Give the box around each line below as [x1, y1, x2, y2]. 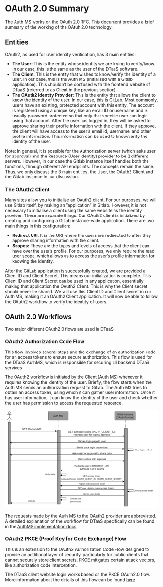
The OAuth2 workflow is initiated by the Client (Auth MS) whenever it [5, 374, 143, 380]
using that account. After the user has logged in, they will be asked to [12, 117, 151, 123]
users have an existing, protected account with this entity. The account [12, 102, 154, 108]
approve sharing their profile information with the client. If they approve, [12, 123, 156, 129]
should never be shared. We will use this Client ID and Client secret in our [5, 289, 152, 294]
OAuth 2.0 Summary [5, 3, 89, 14]
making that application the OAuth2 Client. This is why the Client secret [5, 283, 147, 289]
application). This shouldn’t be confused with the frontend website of [12, 81, 150, 87]
